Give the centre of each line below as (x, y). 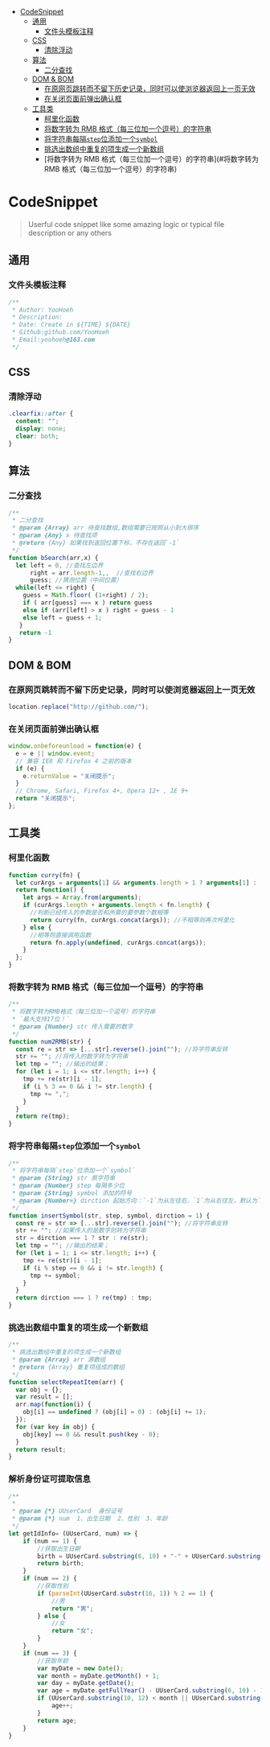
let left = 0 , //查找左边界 (59, 565)
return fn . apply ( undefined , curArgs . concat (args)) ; (118, 942)
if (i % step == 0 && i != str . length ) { (93, 1268)
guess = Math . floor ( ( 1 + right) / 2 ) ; (86, 595)
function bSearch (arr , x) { (53, 558)
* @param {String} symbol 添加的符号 (72, 1193)
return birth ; (61, 1564)
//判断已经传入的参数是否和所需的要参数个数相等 (99, 913)
